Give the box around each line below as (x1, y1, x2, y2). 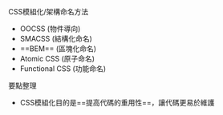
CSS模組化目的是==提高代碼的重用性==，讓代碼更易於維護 (19, 98, 215, 107)
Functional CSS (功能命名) (19, 64, 107, 73)
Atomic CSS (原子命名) (19, 54, 95, 63)
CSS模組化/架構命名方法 (8, 7, 89, 16)
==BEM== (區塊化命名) (19, 44, 97, 54)
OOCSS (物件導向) (19, 24, 81, 34)
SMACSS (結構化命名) (19, 34, 92, 43)
